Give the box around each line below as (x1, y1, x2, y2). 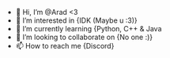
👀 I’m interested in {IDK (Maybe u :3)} (15, 16, 138, 25)
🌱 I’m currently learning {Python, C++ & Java (15, 24, 162, 33)
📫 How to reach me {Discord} (15, 42, 115, 50)
